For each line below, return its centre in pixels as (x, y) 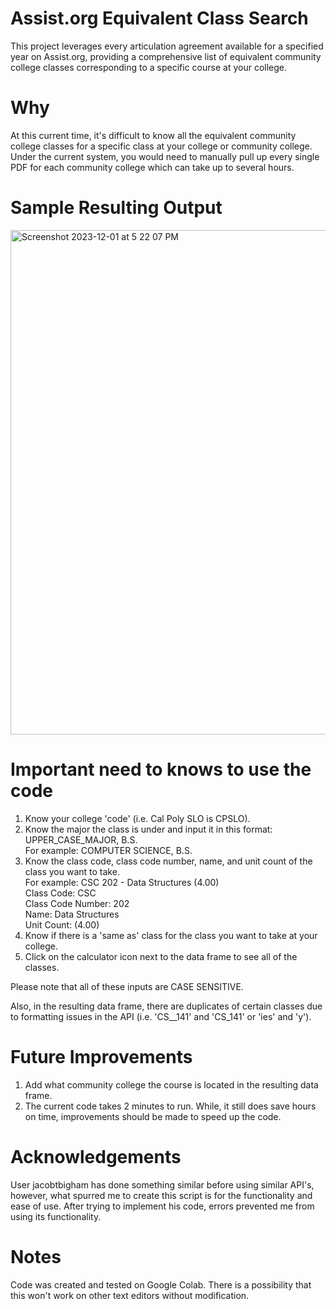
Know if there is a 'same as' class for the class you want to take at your (171, 935)
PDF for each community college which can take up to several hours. (152, 167)
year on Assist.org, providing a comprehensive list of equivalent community (166, 56)
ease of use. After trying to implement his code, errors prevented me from (162, 1206)
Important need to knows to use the (161, 769)
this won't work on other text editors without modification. (130, 1295)
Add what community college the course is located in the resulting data (171, 1084)
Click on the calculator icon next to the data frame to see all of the (161, 956)
